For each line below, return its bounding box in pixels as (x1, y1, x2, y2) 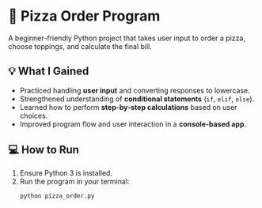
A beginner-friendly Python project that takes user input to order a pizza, (8, 33, 245, 43)
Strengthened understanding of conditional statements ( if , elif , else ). (19, 94, 255, 104)
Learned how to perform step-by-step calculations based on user (19, 102, 237, 112)
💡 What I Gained (8, 65, 89, 78)
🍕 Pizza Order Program (8, 7, 161, 25)
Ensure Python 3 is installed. (19, 168, 113, 177)
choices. (19, 111, 48, 120)
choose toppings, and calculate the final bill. (8, 41, 153, 51)
